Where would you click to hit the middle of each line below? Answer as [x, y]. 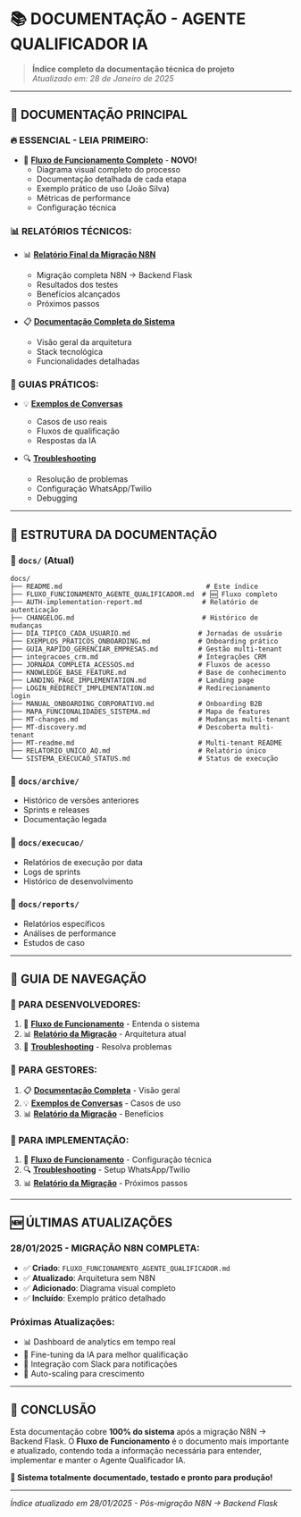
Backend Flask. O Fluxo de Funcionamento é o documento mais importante [150, 1441]
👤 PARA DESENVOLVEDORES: [75, 1005]
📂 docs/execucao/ [47, 843]
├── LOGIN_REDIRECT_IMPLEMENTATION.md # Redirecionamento [140, 688]
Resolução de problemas [82, 479]
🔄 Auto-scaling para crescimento [84, 1374]
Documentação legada [65, 820]
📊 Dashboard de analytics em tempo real [100, 1342]
